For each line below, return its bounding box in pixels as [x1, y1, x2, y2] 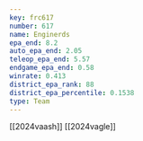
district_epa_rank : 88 [9, 80, 94, 89]
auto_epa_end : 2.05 [9, 47, 83, 56]
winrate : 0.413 [9, 72, 67, 81]
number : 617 [9, 22, 54, 31]
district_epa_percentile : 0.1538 [9, 88, 135, 97]
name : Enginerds [9, 30, 70, 39]
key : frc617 [9, 13, 54, 22]
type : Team [9, 96, 50, 106]
